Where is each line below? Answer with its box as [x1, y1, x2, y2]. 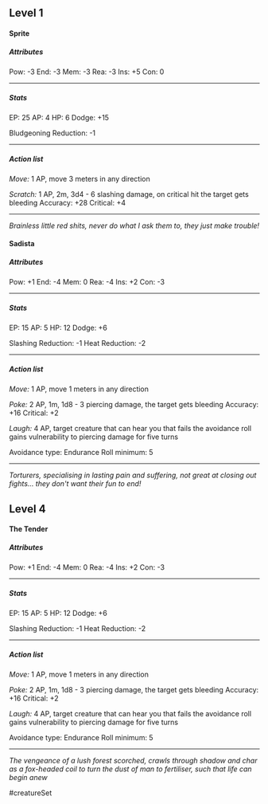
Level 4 [9, 502, 46, 516]
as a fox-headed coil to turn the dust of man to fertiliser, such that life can [9, 764, 253, 774]
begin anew [9, 773, 48, 782]
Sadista [9, 239, 35, 249]
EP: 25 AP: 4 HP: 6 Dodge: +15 [9, 112, 110, 122]
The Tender [9, 524, 49, 534]
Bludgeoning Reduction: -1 [9, 127, 96, 138]
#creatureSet [9, 788, 52, 798]
